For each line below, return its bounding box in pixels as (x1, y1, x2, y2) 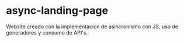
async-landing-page (6, 4, 109, 17)
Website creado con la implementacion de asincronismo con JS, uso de (6, 23, 178, 30)
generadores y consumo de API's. (6, 29, 88, 36)
